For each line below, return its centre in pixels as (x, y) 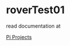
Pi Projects (19, 37)
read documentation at (34, 26)
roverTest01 (36, 10)
